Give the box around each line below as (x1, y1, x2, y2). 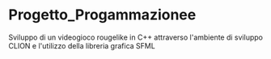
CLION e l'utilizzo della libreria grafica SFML (8, 40, 155, 50)
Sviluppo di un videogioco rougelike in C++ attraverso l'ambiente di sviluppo (8, 32, 263, 42)
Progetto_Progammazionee (8, 6, 197, 24)
